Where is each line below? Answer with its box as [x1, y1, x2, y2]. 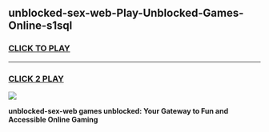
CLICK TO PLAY [8, 43, 70, 54]
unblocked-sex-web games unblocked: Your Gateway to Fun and [8, 106, 229, 115]
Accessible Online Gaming [8, 114, 98, 124]
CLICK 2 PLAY [8, 73, 64, 84]
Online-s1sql [8, 19, 73, 33]
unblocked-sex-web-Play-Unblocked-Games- [8, 6, 244, 20]
